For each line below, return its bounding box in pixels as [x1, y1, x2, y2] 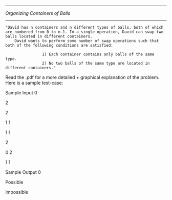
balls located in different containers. [5, 34, 93, 39]
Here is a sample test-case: [5, 80, 63, 86]
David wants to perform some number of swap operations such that [14, 38, 159, 44]
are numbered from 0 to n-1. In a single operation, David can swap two [5, 29, 164, 34]
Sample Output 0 [5, 169, 41, 175]
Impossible [5, 189, 29, 195]
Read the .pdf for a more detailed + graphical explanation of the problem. [5, 74, 160, 80]
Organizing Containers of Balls [5, 10, 71, 16]
